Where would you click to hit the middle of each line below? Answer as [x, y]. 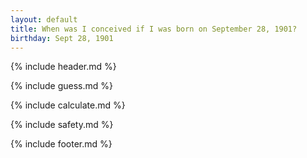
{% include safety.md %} [62, 125]
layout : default [44, 19]
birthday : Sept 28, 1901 [62, 38]
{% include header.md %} [63, 67]
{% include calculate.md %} [68, 105]
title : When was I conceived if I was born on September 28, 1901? [154, 29]
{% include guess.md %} [61, 86]
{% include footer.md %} [61, 144]
